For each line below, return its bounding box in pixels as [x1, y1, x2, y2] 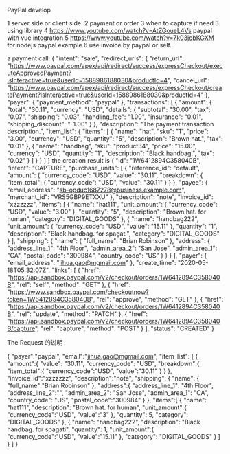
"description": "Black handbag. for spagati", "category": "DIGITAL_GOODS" [7, 229, 220, 238]
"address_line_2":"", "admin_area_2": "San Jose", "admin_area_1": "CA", [7, 389, 209, 397]
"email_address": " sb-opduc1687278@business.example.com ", [7, 185, 186, 194]
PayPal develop [7, 6, 51, 14]
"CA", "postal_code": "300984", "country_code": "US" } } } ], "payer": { [7, 251, 207, 260]
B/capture [7, 324, 36, 332]
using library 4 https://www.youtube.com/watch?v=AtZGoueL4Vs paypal [7, 27, 213, 34]
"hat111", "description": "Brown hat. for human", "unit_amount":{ [7, 403, 187, 411]
